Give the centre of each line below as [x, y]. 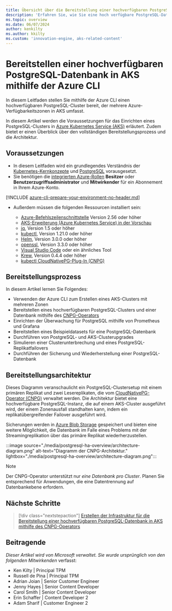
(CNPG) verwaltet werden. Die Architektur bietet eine [81, 398]
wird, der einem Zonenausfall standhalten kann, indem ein [67, 409]
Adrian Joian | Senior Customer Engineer [56, 581]
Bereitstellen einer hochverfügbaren [85, 64]
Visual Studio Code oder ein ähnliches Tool [66, 250]
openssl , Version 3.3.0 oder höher [56, 245]
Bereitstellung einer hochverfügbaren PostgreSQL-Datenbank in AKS [90, 521]
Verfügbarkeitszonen [28, 111]
